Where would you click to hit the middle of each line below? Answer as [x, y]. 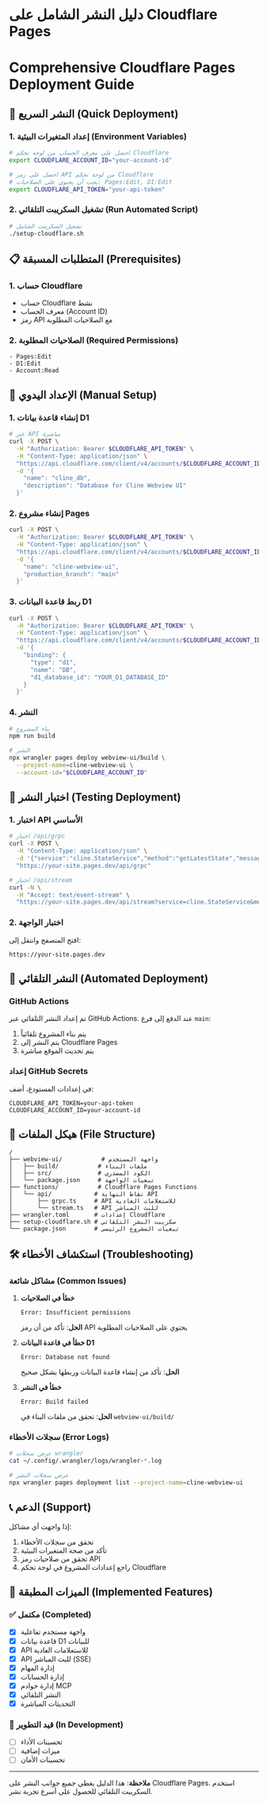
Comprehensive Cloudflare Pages [122, 68]
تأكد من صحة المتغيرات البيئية [64, 1550]
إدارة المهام [37, 1668]
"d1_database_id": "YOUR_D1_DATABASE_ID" [99, 677]
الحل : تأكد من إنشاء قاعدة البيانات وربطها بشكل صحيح [100, 1372]
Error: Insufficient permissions [76, 1313]
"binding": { [45, 655]
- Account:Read [34, 370]
